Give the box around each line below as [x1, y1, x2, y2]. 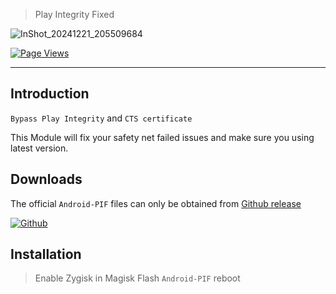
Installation [10, 246, 82, 263]
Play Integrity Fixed [34, 9, 115, 20]
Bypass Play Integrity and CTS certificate [10, 112, 193, 124]
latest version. [10, 142, 69, 154]
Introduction [10, 85, 90, 103]
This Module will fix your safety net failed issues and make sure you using [10, 131, 315, 143]
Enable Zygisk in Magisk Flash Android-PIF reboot [34, 272, 241, 284]
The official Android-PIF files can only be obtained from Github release [10, 197, 302, 209]
